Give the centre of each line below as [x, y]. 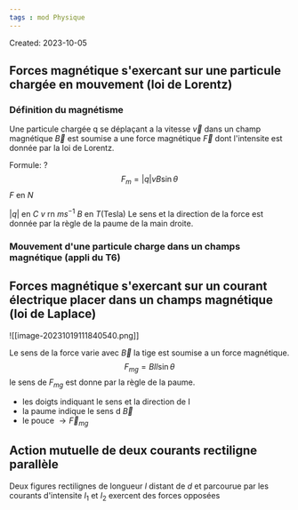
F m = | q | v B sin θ [149, 180]
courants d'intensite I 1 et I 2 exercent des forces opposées [115, 496]
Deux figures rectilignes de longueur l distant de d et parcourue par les [139, 486]
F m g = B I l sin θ [149, 367]
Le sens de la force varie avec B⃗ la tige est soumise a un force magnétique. [149, 353]
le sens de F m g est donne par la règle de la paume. [102, 383]
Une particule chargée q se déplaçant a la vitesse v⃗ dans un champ [135, 129]
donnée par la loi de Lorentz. [62, 148]
